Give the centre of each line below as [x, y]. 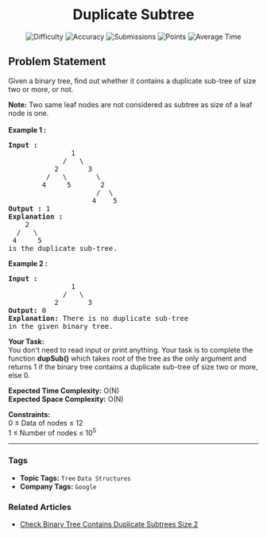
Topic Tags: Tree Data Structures [75, 477]
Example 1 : [27, 129]
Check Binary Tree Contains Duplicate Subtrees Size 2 [109, 524]
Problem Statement [57, 62]
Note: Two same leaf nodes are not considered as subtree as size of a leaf [130, 104]
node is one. [29, 113]
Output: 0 [27, 310]
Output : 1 [29, 209]
